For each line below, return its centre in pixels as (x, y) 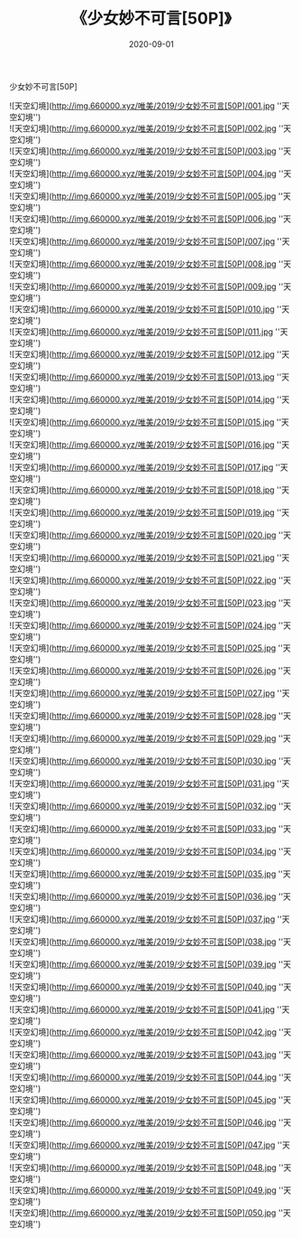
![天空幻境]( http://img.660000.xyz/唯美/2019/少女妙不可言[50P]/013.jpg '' (145, 377)
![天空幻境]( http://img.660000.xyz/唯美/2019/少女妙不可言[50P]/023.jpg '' (146, 603)
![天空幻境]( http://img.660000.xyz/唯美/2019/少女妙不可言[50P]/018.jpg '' (145, 490)
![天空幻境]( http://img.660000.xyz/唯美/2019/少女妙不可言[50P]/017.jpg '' (145, 467)
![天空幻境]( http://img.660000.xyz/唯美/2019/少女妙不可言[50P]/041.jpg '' (145, 1009)
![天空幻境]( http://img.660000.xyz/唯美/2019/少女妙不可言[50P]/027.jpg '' (145, 693)
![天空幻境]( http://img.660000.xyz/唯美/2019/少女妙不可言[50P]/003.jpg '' (146, 151)
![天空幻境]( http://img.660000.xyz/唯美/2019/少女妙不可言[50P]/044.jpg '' (146, 1077)
